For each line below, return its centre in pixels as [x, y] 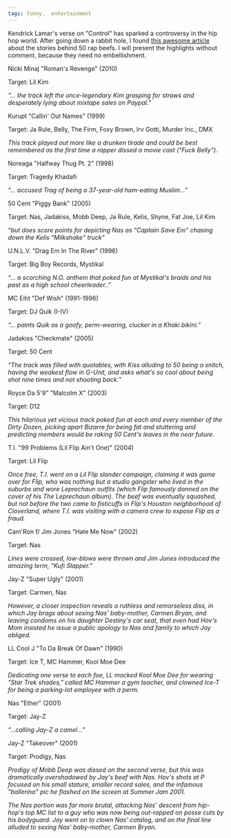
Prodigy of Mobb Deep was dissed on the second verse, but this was [106, 770]
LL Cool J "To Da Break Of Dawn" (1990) [66, 648]
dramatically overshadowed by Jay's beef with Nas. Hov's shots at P [106, 777]
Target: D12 [24, 406]
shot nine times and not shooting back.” [64, 379]
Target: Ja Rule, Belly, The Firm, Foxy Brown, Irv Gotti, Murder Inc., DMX [110, 129]
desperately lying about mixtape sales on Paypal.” [80, 102]
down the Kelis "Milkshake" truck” [57, 237]
